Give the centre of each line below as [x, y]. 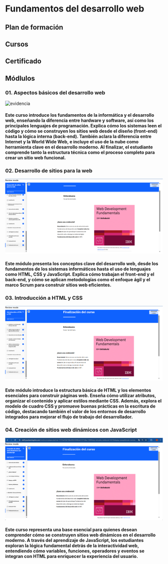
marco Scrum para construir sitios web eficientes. [58, 285]
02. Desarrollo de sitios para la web [49, 170]
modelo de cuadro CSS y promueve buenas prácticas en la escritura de [80, 406]
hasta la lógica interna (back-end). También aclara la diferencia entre [78, 136]
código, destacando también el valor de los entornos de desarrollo [75, 412]
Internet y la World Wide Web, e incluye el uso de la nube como [72, 141]
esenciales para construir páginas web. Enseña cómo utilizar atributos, [81, 396]
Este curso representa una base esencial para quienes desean [71, 530]
